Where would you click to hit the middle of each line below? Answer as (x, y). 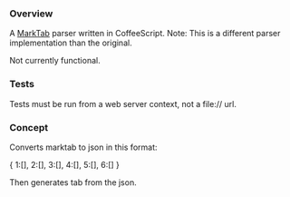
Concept (29, 127)
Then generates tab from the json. (73, 182)
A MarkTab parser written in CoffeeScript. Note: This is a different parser (145, 34)
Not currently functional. (55, 61)
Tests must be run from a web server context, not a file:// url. (123, 103)
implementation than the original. (71, 43)
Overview (31, 14)
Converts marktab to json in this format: (83, 147)
